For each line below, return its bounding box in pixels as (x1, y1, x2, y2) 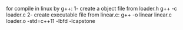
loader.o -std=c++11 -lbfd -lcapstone (6, 18, 95, 24)
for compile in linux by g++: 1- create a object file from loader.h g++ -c (6, 5, 178, 12)
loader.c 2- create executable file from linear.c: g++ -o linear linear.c (6, 11, 172, 18)
